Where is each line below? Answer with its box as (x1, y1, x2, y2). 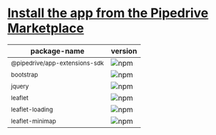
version (110, 46, 138, 56)
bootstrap (11, 70, 38, 79)
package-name (30, 46, 85, 56)
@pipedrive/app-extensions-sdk (11, 59, 105, 67)
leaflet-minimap (11, 116, 56, 125)
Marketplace (7, 20, 84, 36)
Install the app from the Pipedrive (7, 5, 209, 21)
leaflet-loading (11, 105, 53, 114)
